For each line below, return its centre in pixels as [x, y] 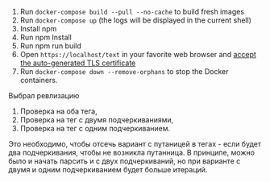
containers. [39, 80]
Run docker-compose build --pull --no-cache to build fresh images [132, 12]
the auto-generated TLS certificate [78, 63]
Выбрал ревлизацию [44, 95]
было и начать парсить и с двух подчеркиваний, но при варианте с [125, 161]
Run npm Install [46, 37]
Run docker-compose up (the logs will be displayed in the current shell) [136, 20]
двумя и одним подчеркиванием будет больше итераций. [108, 170]
